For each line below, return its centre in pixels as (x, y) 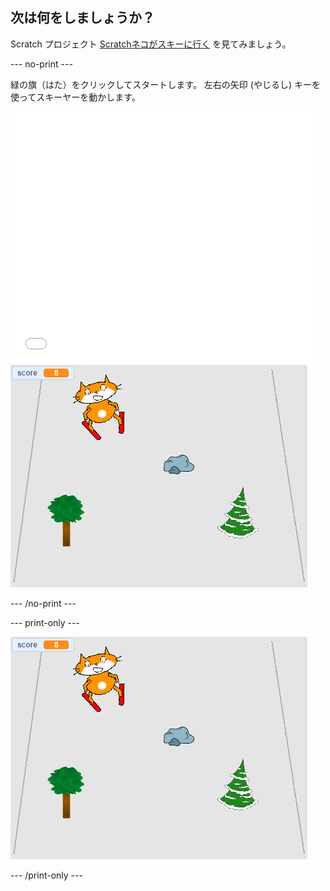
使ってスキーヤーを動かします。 (75, 97)
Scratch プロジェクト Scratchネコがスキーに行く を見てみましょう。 (151, 44)
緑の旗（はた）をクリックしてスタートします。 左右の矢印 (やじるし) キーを (165, 84)
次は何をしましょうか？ (82, 18)
